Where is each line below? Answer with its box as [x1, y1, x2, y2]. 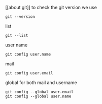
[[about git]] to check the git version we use [5, 5, 97, 10]
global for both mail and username [5, 80, 77, 86]
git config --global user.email [5, 89, 74, 94]
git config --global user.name [5, 94, 72, 99]
